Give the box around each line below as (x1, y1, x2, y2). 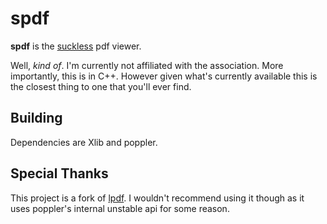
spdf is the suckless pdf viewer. (10, 40, 142, 52)
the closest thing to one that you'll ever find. (10, 80, 192, 92)
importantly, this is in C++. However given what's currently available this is (10, 70, 318, 82)
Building (10, 110, 63, 127)
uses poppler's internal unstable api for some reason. (10, 202, 230, 214)
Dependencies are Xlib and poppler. (10, 136, 158, 148)
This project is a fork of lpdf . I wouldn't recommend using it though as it (10, 192, 305, 204)
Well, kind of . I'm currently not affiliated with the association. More (10, 59, 284, 71)
